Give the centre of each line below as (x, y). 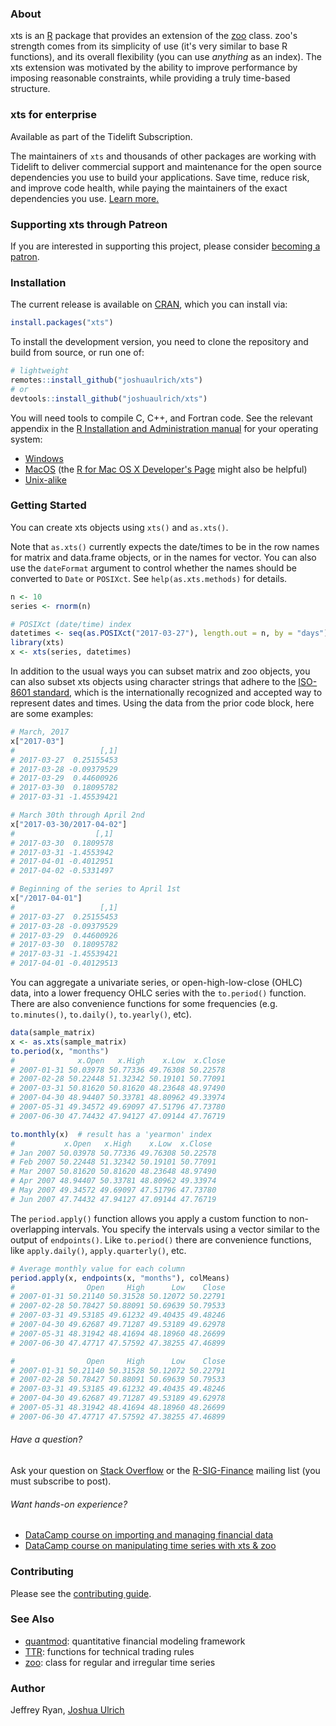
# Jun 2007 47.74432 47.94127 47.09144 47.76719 (113, 1199)
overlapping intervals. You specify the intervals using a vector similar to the (165, 1229)
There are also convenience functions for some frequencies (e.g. (144, 1004)
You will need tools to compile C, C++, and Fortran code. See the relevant (161, 418)
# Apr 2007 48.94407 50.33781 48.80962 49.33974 (113, 1181)
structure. (30, 89)
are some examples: (52, 714)
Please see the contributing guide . (81, 1593)
